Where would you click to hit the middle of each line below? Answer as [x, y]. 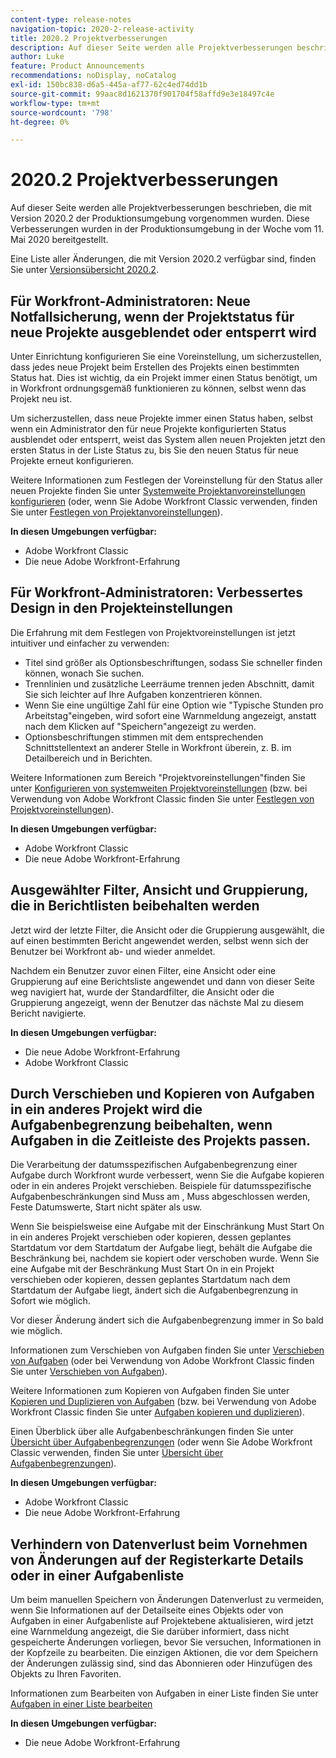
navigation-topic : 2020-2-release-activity [102, 29]
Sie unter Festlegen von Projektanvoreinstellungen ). [116, 512]
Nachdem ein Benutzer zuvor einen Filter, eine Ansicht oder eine [143, 970]
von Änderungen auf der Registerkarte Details [157, 1559]
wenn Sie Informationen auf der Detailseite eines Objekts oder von [147, 1610]
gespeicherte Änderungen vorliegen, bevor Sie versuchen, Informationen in [166, 1642]
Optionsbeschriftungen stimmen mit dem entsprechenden [144, 737]
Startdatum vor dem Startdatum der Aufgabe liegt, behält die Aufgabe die [161, 1248]
